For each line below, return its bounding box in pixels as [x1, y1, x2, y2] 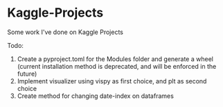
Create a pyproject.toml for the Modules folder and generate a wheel [17, 54, 213, 63]
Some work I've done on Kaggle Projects [7, 28, 123, 36]
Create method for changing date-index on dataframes [17, 92, 175, 100]
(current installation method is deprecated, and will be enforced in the [17, 62, 217, 70]
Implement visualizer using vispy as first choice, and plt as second [17, 76, 207, 85]
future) [17, 69, 37, 78]
